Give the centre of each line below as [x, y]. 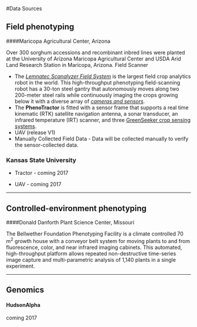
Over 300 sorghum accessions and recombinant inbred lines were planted [96, 52]
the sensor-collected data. [46, 145]
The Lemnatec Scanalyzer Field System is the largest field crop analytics [103, 76]
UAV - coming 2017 [38, 184]
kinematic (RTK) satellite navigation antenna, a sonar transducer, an [96, 113]
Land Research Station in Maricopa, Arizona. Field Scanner [77, 65]
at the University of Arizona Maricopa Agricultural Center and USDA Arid [94, 59]
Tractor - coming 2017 [41, 173]
